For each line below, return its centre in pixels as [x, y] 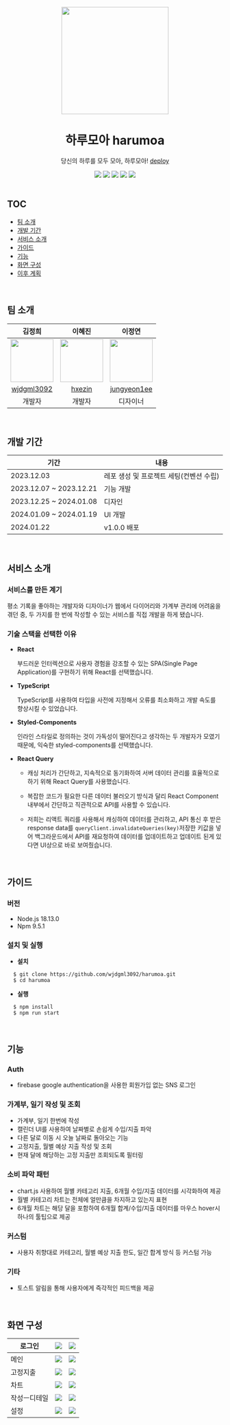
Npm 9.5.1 [31, 926]
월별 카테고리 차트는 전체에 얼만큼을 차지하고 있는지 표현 [92, 1199]
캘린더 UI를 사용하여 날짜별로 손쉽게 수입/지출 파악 [84, 1129]
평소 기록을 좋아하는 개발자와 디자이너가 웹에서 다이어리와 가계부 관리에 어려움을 [114, 606]
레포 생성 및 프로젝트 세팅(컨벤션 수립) [162, 476]
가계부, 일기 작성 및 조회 [44, 1104]
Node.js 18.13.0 [38, 919]
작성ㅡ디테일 [30, 1398]
